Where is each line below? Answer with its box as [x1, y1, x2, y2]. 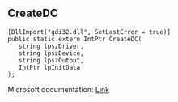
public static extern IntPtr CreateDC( [7, 35, 142, 43]
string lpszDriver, [18, 42, 84, 50]
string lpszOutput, [18, 56, 84, 64]
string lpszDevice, [18, 49, 84, 57]
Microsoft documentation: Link [7, 84, 110, 94]
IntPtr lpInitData [18, 63, 81, 71]
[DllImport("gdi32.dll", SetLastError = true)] [7, 28, 172, 36]
